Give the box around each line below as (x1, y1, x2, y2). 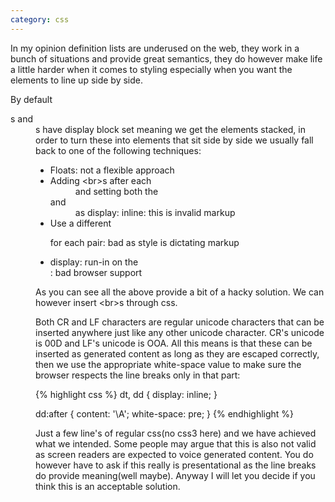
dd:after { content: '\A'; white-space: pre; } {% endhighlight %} (35, 407, 295, 420)
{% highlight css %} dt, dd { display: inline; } (35, 388, 218, 400)
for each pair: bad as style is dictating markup (49, 236, 240, 248)
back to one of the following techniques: (35, 144, 202, 156)
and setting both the (74, 185, 159, 197)
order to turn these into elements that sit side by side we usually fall (35, 134, 314, 146)
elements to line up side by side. (10, 74, 144, 86)
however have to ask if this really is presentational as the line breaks (35, 459, 317, 471)
